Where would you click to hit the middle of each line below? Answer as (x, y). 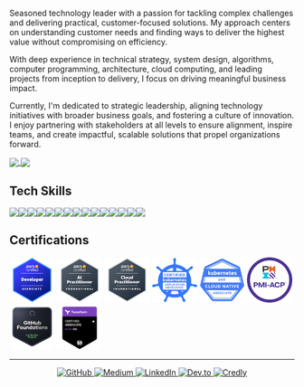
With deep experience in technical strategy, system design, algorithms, (142, 59)
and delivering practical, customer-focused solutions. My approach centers (150, 23)
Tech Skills (41, 190)
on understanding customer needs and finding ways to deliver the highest (147, 32)
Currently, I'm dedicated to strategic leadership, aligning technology (136, 106)
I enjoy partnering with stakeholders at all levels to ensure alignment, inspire (151, 125)
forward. (25, 144)
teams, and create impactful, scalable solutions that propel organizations (145, 134)
